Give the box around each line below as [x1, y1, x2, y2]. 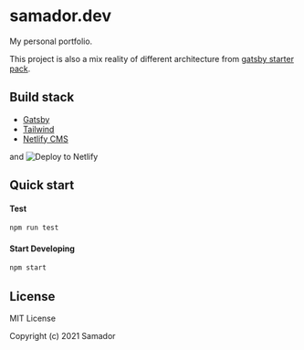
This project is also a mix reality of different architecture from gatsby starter [9, 53, 295, 64]
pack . [9, 63, 31, 74]
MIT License [9, 313, 57, 324]
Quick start [9, 177, 75, 193]
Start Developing [9, 243, 76, 254]
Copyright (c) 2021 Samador [9, 331, 116, 342]
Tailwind [22, 123, 55, 134]
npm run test [9, 223, 59, 233]
